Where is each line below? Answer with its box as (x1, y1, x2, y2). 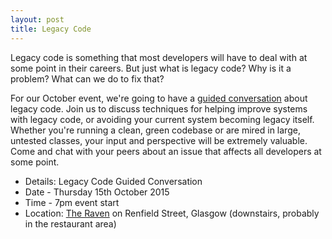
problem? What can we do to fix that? (10, 72, 165, 85)
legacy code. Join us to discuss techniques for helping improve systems (10, 102, 308, 115)
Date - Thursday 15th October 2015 (24, 186, 170, 198)
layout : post (10, 14, 65, 25)
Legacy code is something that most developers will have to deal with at (10, 51, 308, 63)
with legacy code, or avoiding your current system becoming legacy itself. (10, 113, 315, 125)
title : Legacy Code (10, 24, 92, 34)
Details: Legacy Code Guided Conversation (24, 175, 203, 187)
